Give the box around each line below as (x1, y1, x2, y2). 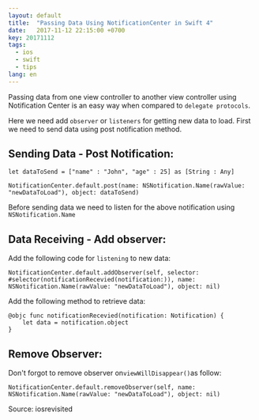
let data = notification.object (22, 319, 129, 327)
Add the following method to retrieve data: (8, 297, 146, 306)
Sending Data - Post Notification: (8, 147, 175, 161)
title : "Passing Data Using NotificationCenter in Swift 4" (8, 19, 214, 27)
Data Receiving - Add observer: (8, 233, 167, 246)
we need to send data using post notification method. (8, 124, 182, 134)
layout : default (8, 11, 62, 20)
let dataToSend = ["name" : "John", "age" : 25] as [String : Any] (8, 168, 235, 176)
